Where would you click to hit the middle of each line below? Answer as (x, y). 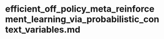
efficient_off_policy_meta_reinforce (80, 9)
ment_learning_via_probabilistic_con (82, 19)
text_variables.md (43, 30)
